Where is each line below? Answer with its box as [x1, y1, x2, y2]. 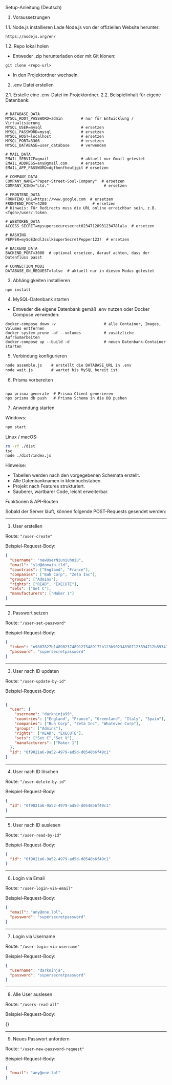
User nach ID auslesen [12, 822, 61, 828]
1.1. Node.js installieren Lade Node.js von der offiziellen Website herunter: [5, 24, 160, 30]
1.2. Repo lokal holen [5, 43, 49, 49]
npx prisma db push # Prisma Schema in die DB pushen [5, 395, 127, 401]
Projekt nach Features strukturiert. [12, 483, 85, 490]
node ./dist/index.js [5, 453, 52, 458]
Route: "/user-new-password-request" [5, 1046, 84, 1052]
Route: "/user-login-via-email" [5, 885, 73, 891]
